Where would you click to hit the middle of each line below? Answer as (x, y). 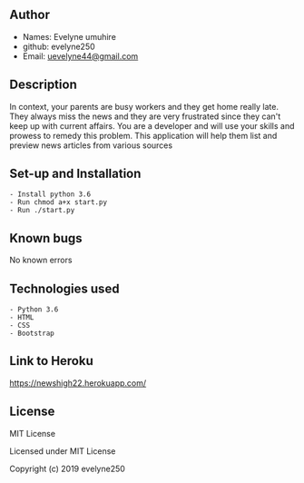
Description (43, 85)
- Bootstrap (32, 334)
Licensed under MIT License (63, 451)
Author (29, 15)
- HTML (22, 318)
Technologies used (64, 288)
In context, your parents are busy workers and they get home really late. (144, 106)
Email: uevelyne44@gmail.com (80, 56)
